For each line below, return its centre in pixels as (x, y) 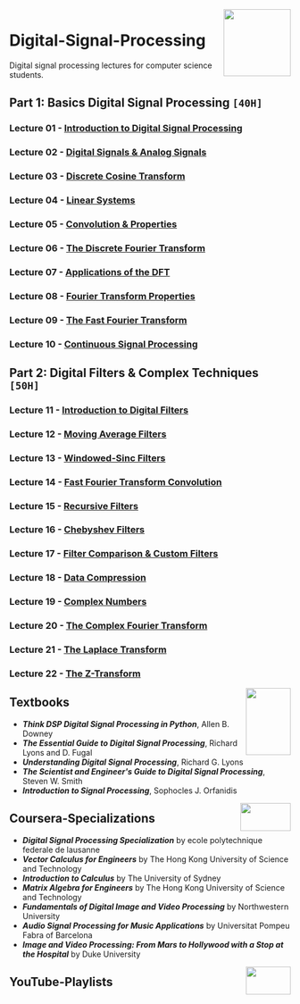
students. (27, 74)
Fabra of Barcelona (57, 935)
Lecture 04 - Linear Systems (72, 200)
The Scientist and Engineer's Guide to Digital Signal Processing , (144, 771)
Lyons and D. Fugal (57, 752)
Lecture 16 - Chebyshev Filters (77, 530)
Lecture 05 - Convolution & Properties (93, 224)
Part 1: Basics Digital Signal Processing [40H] (136, 103)
